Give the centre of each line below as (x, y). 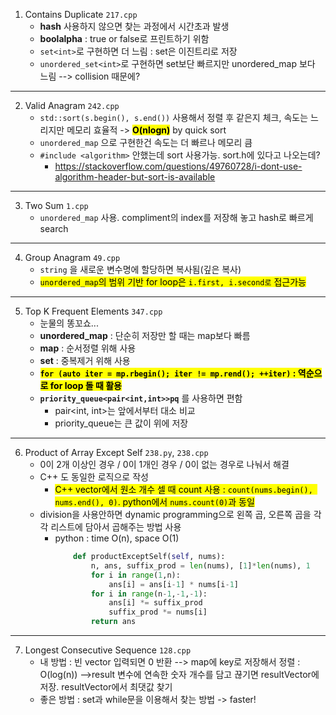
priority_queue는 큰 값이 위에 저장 (121, 423)
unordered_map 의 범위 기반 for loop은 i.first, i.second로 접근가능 (173, 282)
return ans (113, 622)
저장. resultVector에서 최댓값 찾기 (106, 687)
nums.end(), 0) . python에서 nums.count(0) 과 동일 (154, 502)
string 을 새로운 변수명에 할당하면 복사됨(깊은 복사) (140, 269)
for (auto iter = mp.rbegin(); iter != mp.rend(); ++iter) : (168, 373)
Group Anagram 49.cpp (72, 257)
